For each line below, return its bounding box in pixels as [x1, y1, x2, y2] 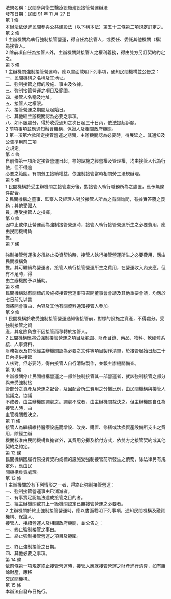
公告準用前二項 [5, 139, 37, 145]
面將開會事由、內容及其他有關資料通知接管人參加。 [5, 303, 112, 309]
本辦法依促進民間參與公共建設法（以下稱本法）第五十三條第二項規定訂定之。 [5, 24, 166, 30]
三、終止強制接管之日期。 [5, 544, 59, 549]
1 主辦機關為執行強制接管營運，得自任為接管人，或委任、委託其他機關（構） [5, 36, 164, 42]
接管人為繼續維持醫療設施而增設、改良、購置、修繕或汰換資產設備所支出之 [5, 424, 161, 430]
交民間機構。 [5, 575, 32, 582]
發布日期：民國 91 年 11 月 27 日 [5, 11, 71, 17]
